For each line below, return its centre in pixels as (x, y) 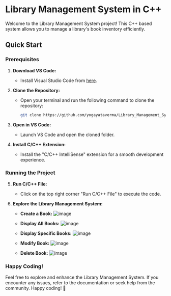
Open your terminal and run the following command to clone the (87, 100)
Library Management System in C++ (83, 9)
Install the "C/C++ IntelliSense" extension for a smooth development (92, 154)
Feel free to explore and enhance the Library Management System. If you (82, 277)
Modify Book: (35, 243)
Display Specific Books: (46, 233)
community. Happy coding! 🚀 (36, 288)
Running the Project (30, 173)
